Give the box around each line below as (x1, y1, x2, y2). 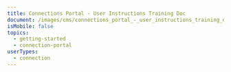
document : (7, 16, 36, 23)
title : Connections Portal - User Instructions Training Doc (7, 10, 186, 17)
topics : (7, 29, 30, 36)
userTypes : (7, 49, 38, 56)
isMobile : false (7, 23, 54, 29)
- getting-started (13, 36, 67, 43)
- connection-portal (13, 42, 72, 49)
